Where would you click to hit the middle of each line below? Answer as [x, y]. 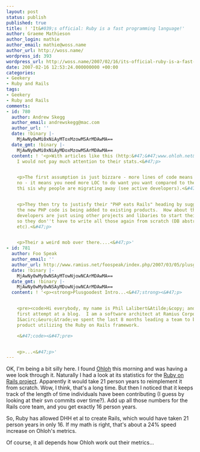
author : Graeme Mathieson [38, 34]
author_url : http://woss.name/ [45, 51]
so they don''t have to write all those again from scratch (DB [98, 221]
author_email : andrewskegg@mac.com [56, 123]
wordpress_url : [25, 61]
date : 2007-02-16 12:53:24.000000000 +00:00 [62, 67]
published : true [26, 23]
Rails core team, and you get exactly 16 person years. [72, 407]
